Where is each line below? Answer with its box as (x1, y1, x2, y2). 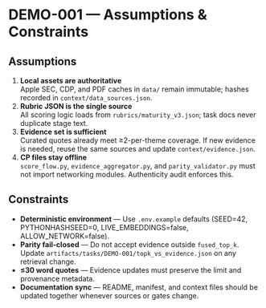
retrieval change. (19, 257, 76, 266)
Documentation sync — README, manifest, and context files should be (19, 282, 259, 292)
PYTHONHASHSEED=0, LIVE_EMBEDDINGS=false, (19, 222, 189, 232)
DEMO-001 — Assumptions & (8, 6, 207, 24)
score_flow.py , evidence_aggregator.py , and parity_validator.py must (19, 161, 256, 170)
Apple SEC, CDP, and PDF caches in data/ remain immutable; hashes (19, 84, 249, 94)
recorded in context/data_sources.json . (19, 93, 153, 102)
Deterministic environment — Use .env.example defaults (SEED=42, (19, 214, 248, 224)
